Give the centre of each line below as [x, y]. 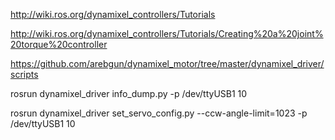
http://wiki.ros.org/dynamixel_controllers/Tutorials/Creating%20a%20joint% [167, 33]
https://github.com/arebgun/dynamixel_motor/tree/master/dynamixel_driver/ [167, 63]
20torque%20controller [59, 44]
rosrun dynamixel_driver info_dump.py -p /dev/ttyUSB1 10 [129, 93]
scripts [24, 74]
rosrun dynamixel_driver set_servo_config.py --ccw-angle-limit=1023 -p [159, 113]
